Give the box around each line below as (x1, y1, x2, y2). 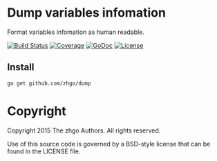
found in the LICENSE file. (7, 147, 81, 155)
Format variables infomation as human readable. (7, 28, 145, 36)
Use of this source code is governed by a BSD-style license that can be (7, 139, 211, 148)
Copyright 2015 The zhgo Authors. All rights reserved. (7, 126, 161, 135)
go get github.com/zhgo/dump (7, 80, 91, 87)
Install (7, 61, 35, 74)
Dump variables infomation (7, 5, 166, 21)
